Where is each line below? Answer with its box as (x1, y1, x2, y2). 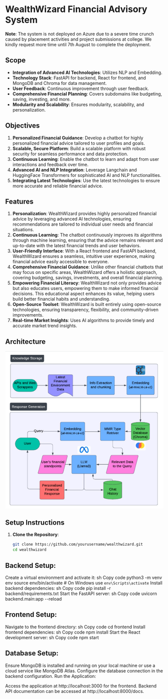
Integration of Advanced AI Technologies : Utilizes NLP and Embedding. (12, 69, 162, 75)
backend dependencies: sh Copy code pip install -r (5, 585, 111, 591)
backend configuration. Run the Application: (5, 673, 96, 679)
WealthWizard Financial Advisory (5, 4, 147, 15)
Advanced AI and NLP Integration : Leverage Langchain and (12, 167, 137, 173)
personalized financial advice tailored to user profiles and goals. (12, 140, 145, 146)
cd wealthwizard (12, 547, 47, 552)
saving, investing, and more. (12, 96, 71, 102)
